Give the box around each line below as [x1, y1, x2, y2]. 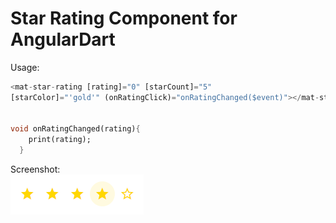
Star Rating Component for [10, 7, 238, 30]
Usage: [10, 61, 40, 73]
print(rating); [28, 135, 92, 145]
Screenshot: [10, 163, 61, 176]
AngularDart [10, 28, 116, 51]
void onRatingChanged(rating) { [10, 124, 141, 134]
